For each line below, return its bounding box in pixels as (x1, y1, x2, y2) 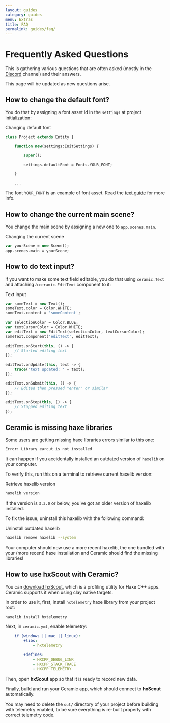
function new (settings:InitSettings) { (14, 144, 99, 149)
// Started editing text (14, 348, 67, 353)
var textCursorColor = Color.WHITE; (5, 325, 83, 330)
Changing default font (5, 124, 51, 130)
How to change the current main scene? (5, 210, 135, 219)
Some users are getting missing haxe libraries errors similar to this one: (5, 437, 155, 443)
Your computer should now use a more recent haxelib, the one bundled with (5, 544, 164, 550)
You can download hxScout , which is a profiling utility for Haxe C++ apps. (5, 583, 160, 590)
